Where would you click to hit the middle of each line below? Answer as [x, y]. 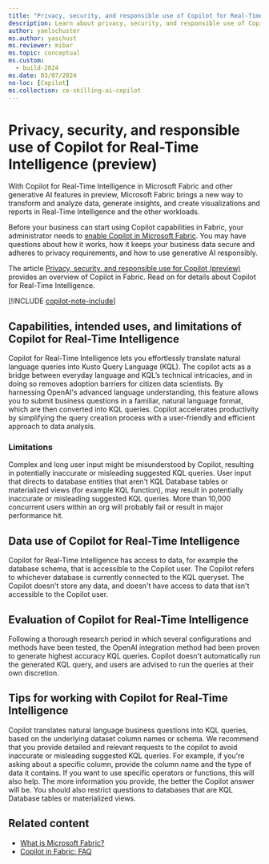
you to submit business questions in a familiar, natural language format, [126, 401]
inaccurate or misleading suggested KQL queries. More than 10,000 [120, 499]
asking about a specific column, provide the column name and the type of [130, 764]
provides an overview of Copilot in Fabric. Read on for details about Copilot [132, 277]
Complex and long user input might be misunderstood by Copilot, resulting [131, 464]
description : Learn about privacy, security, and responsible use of [127, 23]
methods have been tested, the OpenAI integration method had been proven [134, 647]
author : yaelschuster [44, 30]
